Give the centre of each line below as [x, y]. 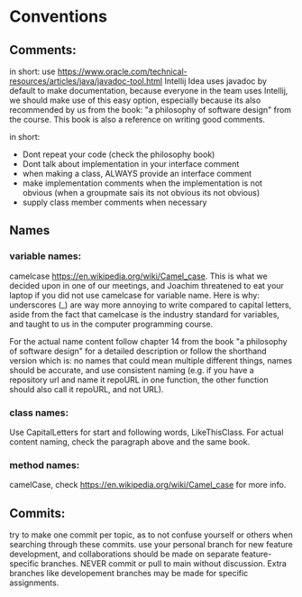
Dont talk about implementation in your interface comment [131, 164]
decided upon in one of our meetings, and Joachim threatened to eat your [146, 285]
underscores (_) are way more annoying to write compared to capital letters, [151, 305]
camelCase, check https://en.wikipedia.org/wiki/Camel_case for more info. [148, 485]
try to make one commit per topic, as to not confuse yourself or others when [151, 535]
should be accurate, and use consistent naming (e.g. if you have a [132, 370]
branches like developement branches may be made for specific [129, 574]
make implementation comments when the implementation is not [142, 183]
